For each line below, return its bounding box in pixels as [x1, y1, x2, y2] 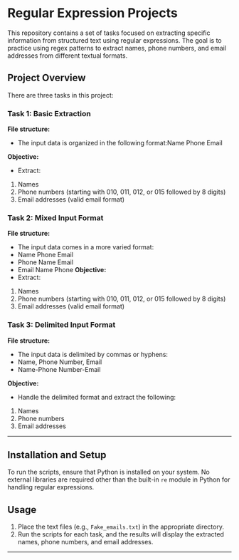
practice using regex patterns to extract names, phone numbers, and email [7, 43, 226, 52]
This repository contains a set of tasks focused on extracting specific [7, 28, 211, 37]
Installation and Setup [7, 449, 107, 461]
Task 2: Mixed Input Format [7, 212, 104, 222]
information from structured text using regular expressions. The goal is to [7, 36, 222, 44]
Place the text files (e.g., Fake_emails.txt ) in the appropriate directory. [17, 522, 224, 532]
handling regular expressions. [7, 483, 95, 492]
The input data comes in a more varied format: [17, 243, 154, 252]
